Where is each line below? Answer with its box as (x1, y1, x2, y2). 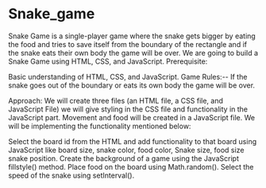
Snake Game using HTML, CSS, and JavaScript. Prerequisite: (8, 57, 208, 66)
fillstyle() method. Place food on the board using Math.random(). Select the (8, 162, 254, 171)
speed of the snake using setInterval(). (8, 170, 135, 180)
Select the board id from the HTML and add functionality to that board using (8, 136, 256, 146)
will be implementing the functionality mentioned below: (8, 121, 191, 131)
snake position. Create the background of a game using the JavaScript (8, 153, 240, 163)
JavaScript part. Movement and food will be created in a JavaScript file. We (8, 112, 256, 122)
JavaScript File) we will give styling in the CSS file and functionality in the (8, 104, 249, 114)
